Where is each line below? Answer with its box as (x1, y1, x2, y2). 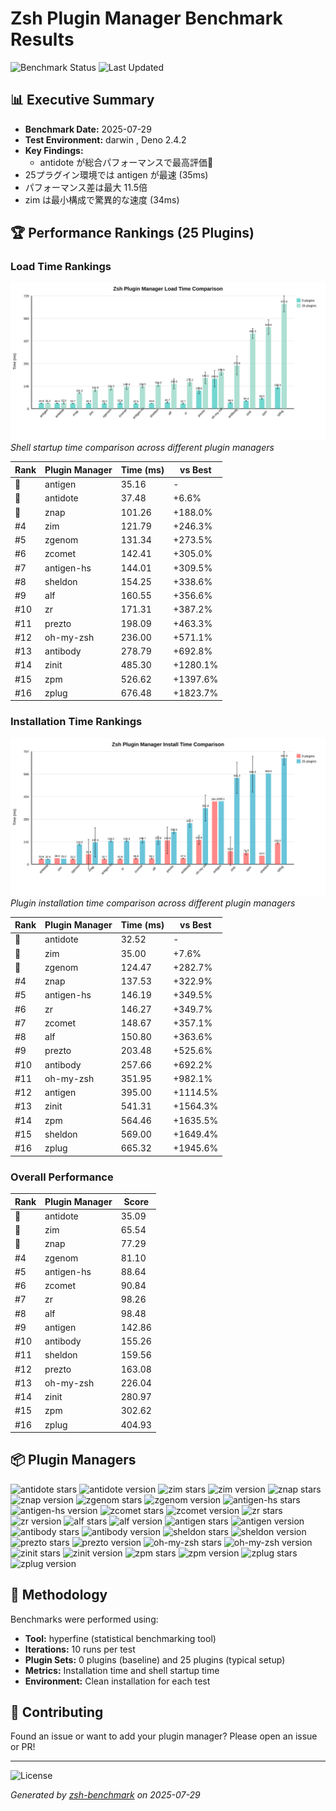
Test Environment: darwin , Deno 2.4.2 (24, 133, 187, 146)
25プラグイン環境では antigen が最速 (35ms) (24, 168, 209, 181)
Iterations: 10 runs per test (24, 1643, 136, 1655)
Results (10, 28, 75, 51)
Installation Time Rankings (10, 715, 143, 729)
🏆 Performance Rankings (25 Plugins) (10, 225, 255, 242)
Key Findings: (24, 144, 84, 156)
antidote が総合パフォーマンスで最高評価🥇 (39, 156, 214, 168)
